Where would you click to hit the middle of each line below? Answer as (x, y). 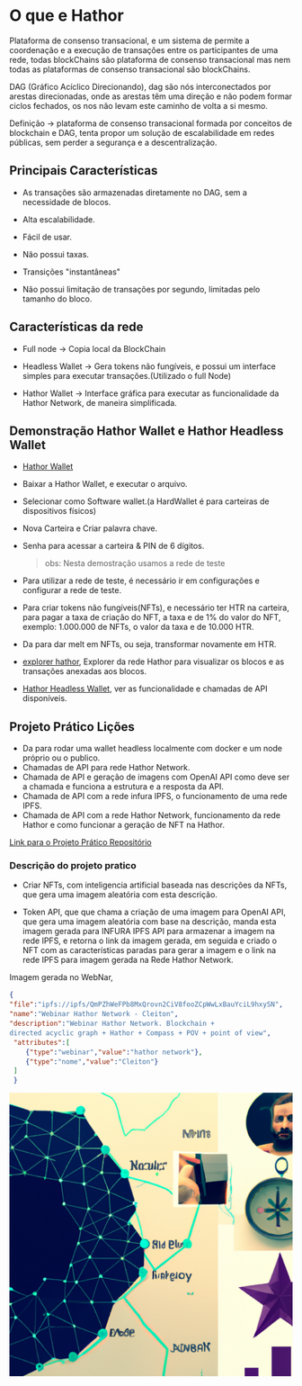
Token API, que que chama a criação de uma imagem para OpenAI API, (154, 912)
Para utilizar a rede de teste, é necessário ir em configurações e (141, 580)
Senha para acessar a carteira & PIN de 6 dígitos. (113, 546)
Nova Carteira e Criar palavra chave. (90, 528)
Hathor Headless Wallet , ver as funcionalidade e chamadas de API (145, 688)
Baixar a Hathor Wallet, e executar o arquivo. (105, 484)
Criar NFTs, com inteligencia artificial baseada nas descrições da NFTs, (155, 885)
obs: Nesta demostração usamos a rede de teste (135, 563)
